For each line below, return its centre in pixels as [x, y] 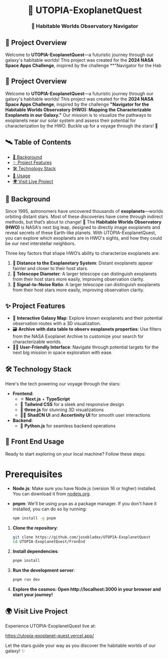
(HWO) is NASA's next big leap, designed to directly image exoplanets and [83, 228]
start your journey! [33, 595]
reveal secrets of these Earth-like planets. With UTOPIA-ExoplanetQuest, [81, 233]
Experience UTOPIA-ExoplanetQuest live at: [51, 626]
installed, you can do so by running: [50, 509]
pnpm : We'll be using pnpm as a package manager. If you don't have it [85, 503]
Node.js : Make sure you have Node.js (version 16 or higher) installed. [85, 488]
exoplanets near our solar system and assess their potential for [71, 120]
